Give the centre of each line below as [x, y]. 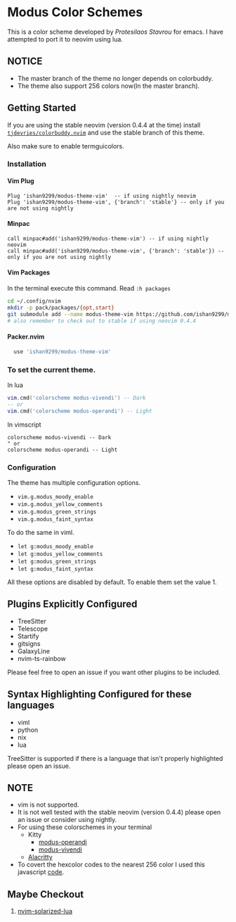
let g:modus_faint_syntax [55, 569]
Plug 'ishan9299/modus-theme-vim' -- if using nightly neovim [102, 196]
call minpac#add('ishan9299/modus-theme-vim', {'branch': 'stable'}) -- [116, 251]
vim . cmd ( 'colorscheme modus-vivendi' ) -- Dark [77, 398]
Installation [27, 164]
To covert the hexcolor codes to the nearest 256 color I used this [111, 865]
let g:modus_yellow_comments [60, 554]
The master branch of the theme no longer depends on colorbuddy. [115, 78]
